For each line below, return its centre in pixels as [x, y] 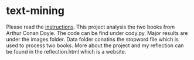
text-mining [35, 11]
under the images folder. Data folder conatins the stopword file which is [92, 39]
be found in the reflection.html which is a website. [66, 51]
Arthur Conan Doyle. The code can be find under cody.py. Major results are [97, 33]
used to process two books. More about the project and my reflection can [95, 45]
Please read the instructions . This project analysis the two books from [90, 27]
